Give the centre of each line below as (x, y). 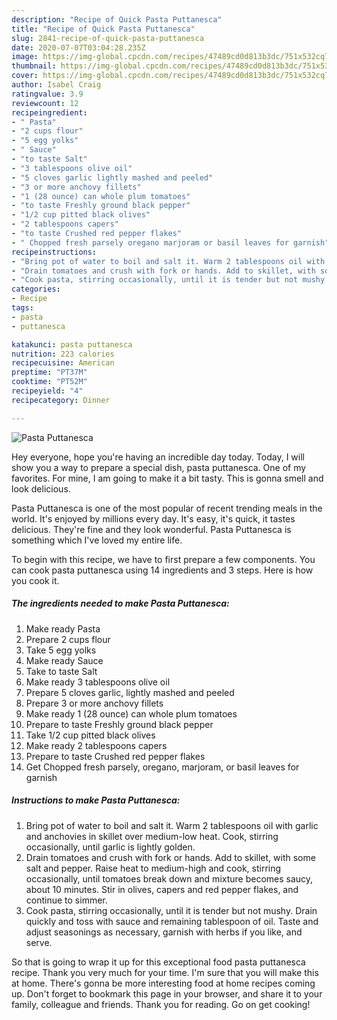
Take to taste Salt (61, 671)
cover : (25, 76)
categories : (36, 289)
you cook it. (35, 580)
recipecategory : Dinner (61, 400)
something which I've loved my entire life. (97, 540)
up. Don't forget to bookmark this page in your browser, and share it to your (167, 993)
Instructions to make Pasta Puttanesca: (96, 800)
